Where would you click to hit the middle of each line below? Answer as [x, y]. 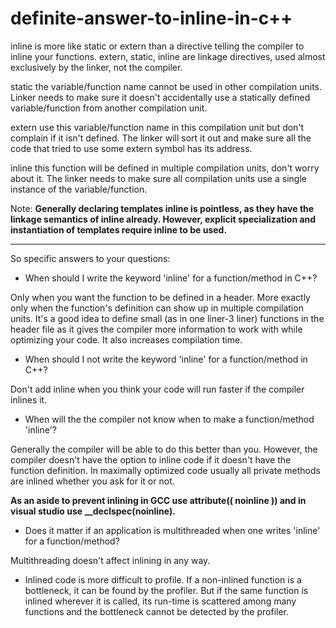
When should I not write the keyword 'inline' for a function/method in [166, 359]
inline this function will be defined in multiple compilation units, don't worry [165, 168]
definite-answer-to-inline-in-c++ [151, 18]
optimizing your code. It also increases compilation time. [126, 339]
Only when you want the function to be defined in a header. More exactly [160, 297]
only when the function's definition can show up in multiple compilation [157, 308]
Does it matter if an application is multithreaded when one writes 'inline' [172, 530]
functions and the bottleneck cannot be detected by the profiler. [157, 611]
